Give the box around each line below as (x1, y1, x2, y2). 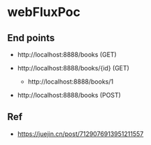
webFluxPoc (7, 4, 81, 20)
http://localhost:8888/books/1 (27, 77, 114, 86)
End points (7, 32, 55, 44)
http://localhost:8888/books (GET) (17, 50, 117, 59)
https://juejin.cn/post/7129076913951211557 (17, 130, 144, 138)
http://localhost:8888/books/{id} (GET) (17, 64, 129, 72)
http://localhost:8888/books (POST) (17, 91, 121, 99)
